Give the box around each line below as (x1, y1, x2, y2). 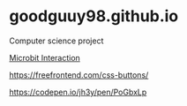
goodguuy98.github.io (9, 6, 179, 26)
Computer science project (9, 35, 104, 46)
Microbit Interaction (9, 52, 81, 63)
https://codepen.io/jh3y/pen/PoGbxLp (9, 87, 147, 97)
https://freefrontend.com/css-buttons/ (9, 69, 149, 80)
